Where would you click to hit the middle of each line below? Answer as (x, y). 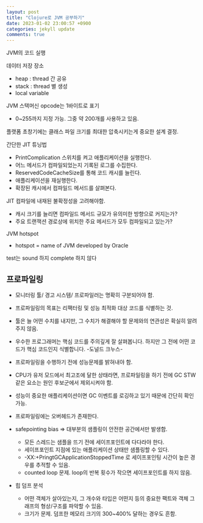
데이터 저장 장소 (25, 66)
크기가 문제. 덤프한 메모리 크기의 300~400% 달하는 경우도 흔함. (100, 513)
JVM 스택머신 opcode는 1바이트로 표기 (53, 106)
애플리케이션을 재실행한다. (46, 180)
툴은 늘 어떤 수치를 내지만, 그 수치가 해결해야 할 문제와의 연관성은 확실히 (100, 321)
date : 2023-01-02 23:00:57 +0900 (49, 23)
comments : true (26, 35)
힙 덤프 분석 (29, 485)
